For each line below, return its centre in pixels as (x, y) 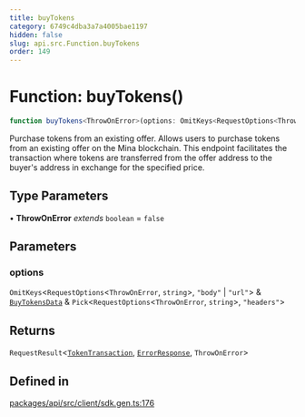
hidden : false (36, 35)
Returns (33, 330)
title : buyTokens (42, 18)
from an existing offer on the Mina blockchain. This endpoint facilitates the (148, 147)
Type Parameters (59, 196)
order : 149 (30, 52)
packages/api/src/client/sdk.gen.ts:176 (82, 403)
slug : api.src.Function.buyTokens (75, 43)
